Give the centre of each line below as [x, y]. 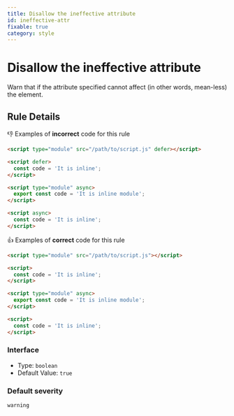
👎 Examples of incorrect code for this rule [69, 134]
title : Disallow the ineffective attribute [72, 14]
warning [19, 406]
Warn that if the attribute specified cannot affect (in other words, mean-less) [117, 87]
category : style [31, 33]
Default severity [35, 391]
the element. [25, 94]
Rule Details [34, 116]
